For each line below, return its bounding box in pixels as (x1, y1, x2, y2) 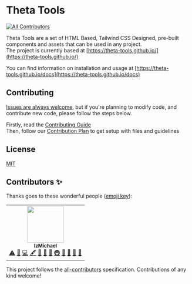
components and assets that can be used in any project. (6, 41, 142, 48)
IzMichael (33, 242, 58, 249)
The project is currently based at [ (6, 46, 89, 54)
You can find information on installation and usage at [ (6, 64, 137, 71)
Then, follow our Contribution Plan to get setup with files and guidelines (6, 127, 180, 134)
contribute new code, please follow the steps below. (6, 109, 132, 116)
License (6, 145, 36, 155)
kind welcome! (6, 272, 42, 279)
